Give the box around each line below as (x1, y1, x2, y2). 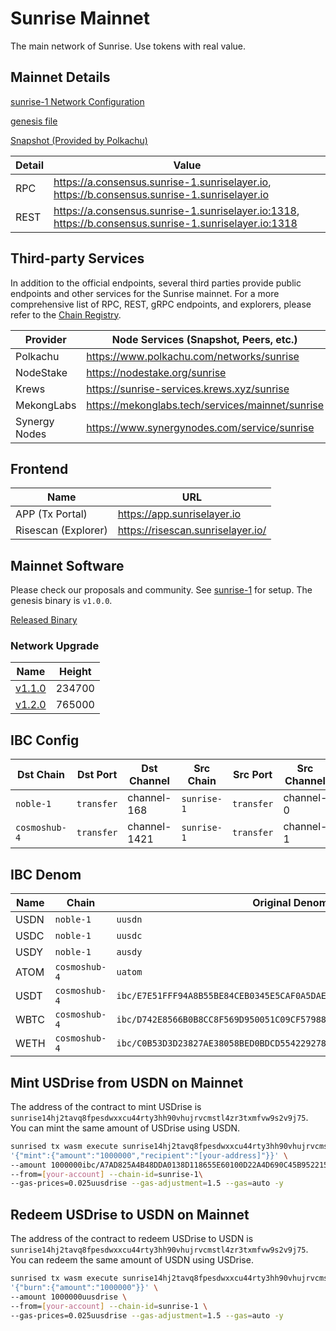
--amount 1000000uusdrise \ (10, 1292, 128, 1302)
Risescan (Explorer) (15, 523, 108, 537)
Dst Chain (16, 768, 65, 782)
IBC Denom (10, 866, 82, 883)
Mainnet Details (10, 69, 111, 86)
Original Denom (252, 896, 329, 910)
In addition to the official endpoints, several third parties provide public (10, 277, 302, 289)
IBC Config (10, 732, 80, 749)
